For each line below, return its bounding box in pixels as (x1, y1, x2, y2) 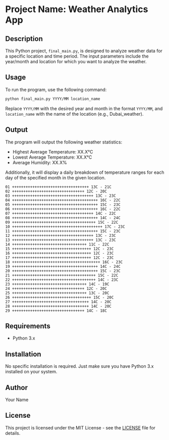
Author (5, 383, 28, 392)
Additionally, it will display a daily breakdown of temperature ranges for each (5, 169, 164, 175)
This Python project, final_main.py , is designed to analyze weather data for (5, 48, 163, 54)
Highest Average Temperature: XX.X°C (12, 149, 93, 155)
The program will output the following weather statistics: (5, 139, 123, 145)
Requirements (5, 322, 50, 330)
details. (5, 430, 21, 436)
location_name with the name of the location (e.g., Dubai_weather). (5, 111, 144, 117)
